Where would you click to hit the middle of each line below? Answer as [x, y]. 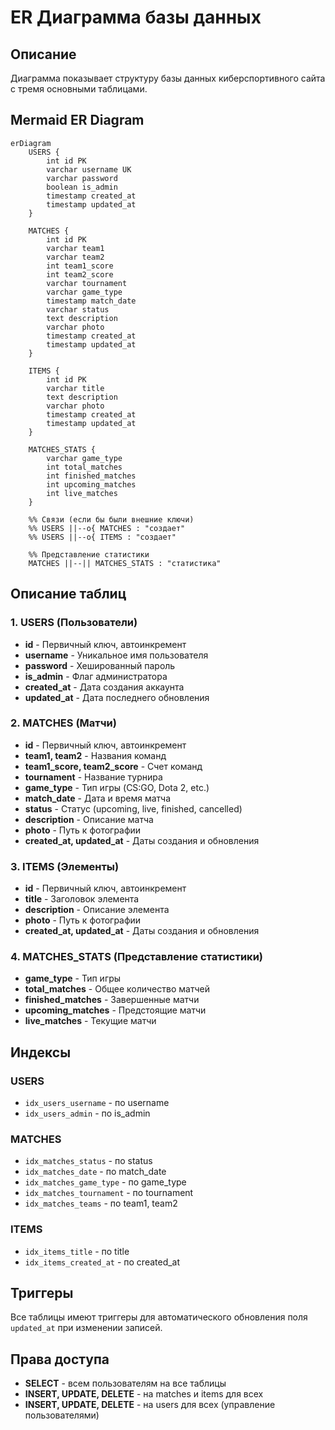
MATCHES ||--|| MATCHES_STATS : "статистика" [125, 563]
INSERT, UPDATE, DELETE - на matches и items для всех [144, 1394]
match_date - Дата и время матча [98, 798]
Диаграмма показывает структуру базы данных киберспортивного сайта [168, 78]
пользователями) [62, 1415]
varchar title [75, 388]
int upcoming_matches [91, 484]
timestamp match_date [91, 301]
